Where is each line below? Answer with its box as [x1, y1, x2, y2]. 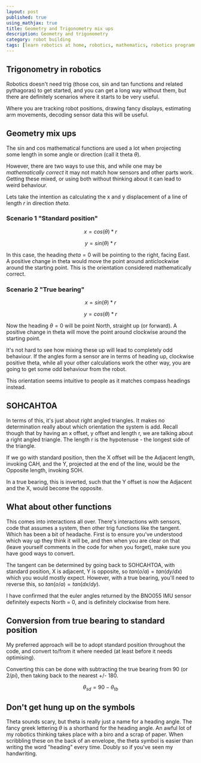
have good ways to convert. [6, 550, 75, 557]
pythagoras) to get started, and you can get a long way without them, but [6, 86, 187, 94]
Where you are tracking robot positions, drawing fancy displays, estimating [6, 104, 191, 111]
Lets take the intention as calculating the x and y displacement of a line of [6, 193, 188, 200]
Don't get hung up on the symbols [6, 702, 136, 712]
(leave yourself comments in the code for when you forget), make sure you [6, 543, 191, 550]
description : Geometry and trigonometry [6, 31, 109, 37]
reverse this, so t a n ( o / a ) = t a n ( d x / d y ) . [6, 580, 100, 587]
